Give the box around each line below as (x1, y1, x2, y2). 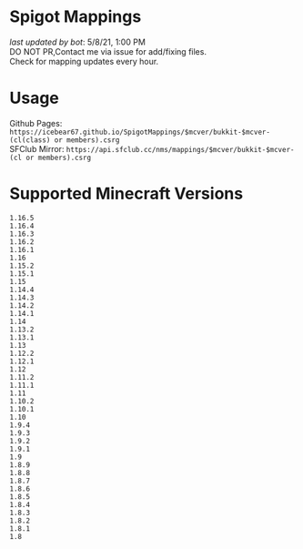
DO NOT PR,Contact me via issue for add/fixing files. (9, 46, 207, 56)
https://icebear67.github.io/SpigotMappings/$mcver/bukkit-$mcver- (9, 127, 271, 137)
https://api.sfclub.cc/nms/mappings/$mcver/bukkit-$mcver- (66, 145, 295, 154)
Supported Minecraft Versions (9, 184, 244, 204)
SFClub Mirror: (9, 143, 65, 154)
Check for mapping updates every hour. (9, 56, 159, 66)
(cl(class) (9, 135, 51, 145)
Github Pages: (9, 117, 63, 128)
